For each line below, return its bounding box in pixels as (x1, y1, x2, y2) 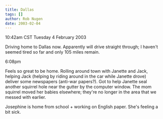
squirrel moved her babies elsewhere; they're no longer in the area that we (5, 89, 157, 95)
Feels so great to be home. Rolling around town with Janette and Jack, (5, 68, 148, 74)
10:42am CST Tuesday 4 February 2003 (5, 34, 87, 40)
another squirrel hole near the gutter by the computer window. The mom (5, 84, 152, 90)
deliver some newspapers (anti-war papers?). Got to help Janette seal (5, 79, 147, 85)
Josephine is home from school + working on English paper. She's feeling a (5, 104, 159, 110)
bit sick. (5, 109, 21, 115)
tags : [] (5, 12, 23, 17)
